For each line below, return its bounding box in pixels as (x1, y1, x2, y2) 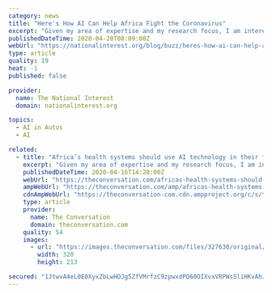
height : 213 (37, 258, 79, 266)
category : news (8, 11, 60, 20)
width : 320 (37, 251, 74, 259)
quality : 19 (8, 57, 49, 65)
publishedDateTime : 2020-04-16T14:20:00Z (23, 168, 164, 176)
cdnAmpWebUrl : (23, 190, 70, 199)
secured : (8, 273, 38, 281)
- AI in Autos (15, 123, 63, 132)
